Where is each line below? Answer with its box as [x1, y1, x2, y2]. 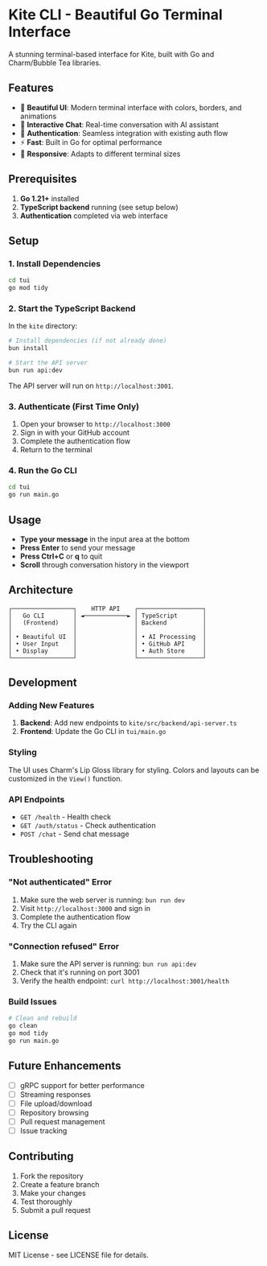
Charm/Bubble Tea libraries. [8, 58, 102, 68]
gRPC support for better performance [19, 1080, 145, 1090]
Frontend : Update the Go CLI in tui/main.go [19, 727, 166, 736]
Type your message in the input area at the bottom [19, 534, 191, 544]
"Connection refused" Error [8, 940, 119, 951]
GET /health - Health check [19, 812, 111, 822]
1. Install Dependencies [8, 258, 101, 269]
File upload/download [19, 1099, 92, 1108]
